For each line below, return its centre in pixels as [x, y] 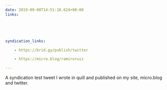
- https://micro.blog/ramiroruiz [49, 59]
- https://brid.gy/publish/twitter [51, 50]
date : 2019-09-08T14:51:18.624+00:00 [44, 10]
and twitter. [17, 83]
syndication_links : [25, 41]
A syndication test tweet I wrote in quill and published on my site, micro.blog [84, 77]
